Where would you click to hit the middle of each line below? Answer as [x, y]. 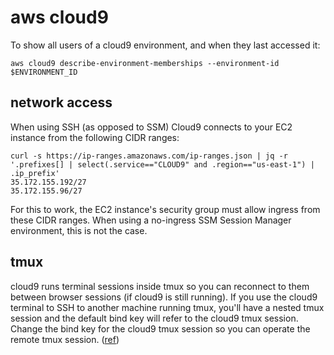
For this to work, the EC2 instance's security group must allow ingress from [165, 209]
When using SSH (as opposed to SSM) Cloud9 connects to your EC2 [151, 127]
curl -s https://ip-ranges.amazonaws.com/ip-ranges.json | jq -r [149, 156]
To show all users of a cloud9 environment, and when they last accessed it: [165, 45]
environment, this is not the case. [79, 230]
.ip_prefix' [35, 173]
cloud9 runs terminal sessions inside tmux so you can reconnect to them [160, 286]
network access [61, 102]
